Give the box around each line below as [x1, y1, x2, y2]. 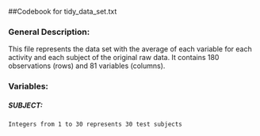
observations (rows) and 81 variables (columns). [8, 61, 166, 70]
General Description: [8, 26, 90, 37]
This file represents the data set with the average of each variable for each [8, 44, 252, 54]
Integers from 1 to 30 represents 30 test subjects [8, 120, 182, 129]
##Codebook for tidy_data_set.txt [8, 7, 117, 16]
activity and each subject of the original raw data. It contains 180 [8, 53, 220, 62]
